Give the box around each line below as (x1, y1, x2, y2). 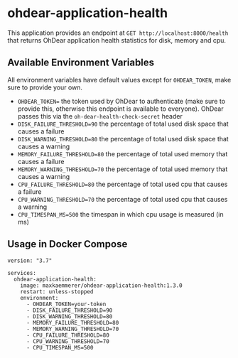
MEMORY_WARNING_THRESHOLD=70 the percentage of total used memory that (17, 165, 228, 173)
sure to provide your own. (7, 83, 83, 92)
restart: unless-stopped (20, 288, 94, 295)
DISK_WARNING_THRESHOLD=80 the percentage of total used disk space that (17, 134, 229, 143)
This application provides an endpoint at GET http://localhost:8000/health (7, 28, 229, 37)
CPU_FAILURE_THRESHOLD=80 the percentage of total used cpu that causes (17, 180, 228, 188)
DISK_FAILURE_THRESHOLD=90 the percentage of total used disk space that (17, 119, 229, 128)
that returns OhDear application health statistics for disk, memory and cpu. (7, 36, 226, 44)
